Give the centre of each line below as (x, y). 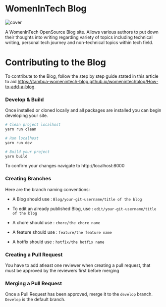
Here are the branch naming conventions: (48, 189)
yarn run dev (19, 143)
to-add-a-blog (20, 87)
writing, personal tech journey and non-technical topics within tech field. (79, 42)
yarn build (16, 156)
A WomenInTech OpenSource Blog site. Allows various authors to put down (82, 32)
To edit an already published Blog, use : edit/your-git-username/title (84, 208)
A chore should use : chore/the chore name (56, 222)
